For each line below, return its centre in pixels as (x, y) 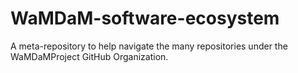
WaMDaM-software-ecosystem (145, 18)
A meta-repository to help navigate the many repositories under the (149, 46)
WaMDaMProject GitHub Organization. (89, 56)
